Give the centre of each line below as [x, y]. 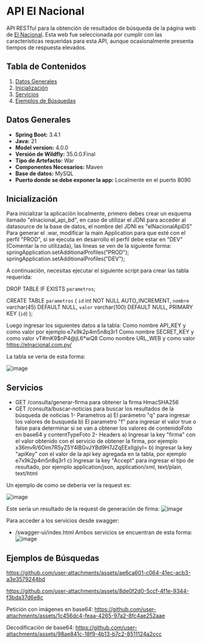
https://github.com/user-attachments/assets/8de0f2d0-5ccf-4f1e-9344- [98, 591]
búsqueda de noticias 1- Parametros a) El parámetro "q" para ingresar [103, 415]
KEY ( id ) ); [20, 314]
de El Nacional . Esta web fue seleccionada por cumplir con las [84, 34]
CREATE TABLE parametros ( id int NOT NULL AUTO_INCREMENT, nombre [98, 301]
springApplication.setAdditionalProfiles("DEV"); [66, 259]
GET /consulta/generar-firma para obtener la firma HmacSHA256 [97, 402]
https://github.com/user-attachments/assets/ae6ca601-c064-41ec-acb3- [99, 573]
